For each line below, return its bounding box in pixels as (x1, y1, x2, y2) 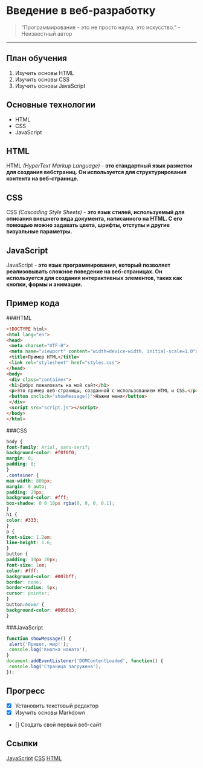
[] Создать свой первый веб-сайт (14, 721, 101, 728)
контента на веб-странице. (6, 175, 79, 182)
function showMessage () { (6, 636, 71, 642)
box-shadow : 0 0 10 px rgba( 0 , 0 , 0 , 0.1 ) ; (6, 500, 115, 507)
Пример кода (6, 298, 60, 308)
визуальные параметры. (6, 228, 72, 235)
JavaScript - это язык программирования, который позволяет (6, 261, 171, 268)
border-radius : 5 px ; (6, 585, 59, 591)
